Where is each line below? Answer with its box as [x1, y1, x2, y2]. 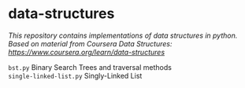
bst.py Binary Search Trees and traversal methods [8, 62, 172, 71]
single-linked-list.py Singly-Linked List [8, 71, 143, 80]
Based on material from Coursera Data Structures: [8, 38, 173, 48]
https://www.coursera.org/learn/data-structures [8, 47, 165, 57]
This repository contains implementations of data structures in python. [8, 31, 238, 40]
